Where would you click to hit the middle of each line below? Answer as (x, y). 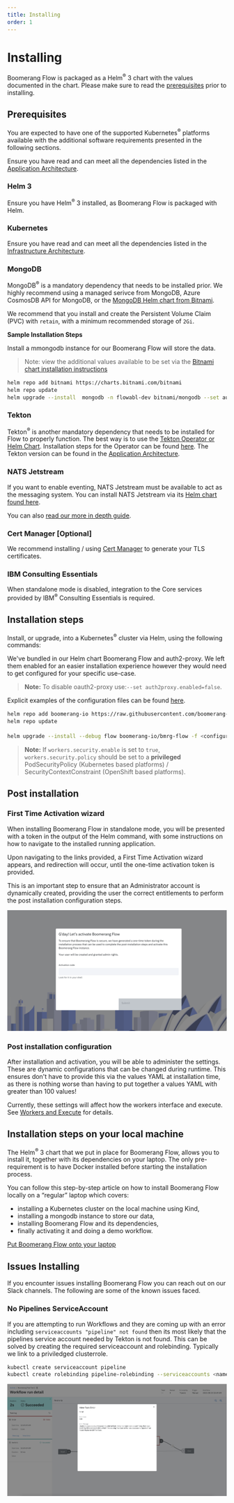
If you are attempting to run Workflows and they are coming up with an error (117, 1324)
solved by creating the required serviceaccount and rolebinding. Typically (113, 1346)
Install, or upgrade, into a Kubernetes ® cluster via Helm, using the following (115, 637)
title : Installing (34, 15)
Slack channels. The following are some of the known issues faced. (104, 1291)
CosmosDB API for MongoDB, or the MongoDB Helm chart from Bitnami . (111, 300)
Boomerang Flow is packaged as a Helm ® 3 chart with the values (100, 77)
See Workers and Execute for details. (60, 1112)
